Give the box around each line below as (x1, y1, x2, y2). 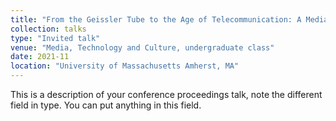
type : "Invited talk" (10, 33, 101, 43)
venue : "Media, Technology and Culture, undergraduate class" (10, 42, 275, 53)
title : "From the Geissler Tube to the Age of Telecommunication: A (10, 14, 302, 25)
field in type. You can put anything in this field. (10, 99, 202, 111)
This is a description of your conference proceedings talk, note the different (10, 89, 323, 100)
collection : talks (10, 24, 87, 34)
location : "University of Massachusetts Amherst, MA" (10, 61, 240, 71)
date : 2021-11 (10, 52, 70, 62)
